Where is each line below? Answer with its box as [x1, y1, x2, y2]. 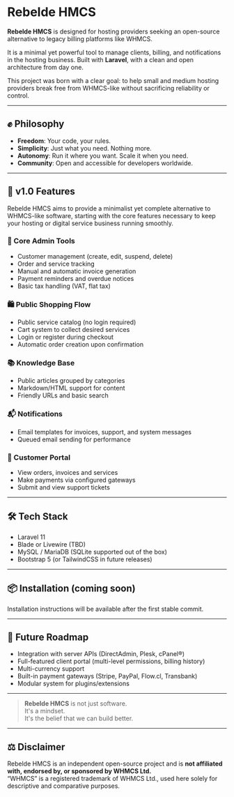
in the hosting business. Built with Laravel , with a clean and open [7, 55, 194, 63]
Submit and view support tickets [17, 483, 110, 492]
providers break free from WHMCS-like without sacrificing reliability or [7, 84, 210, 92]
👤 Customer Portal [7, 453, 71, 462]
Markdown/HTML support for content [17, 384, 125, 393]
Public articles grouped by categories [17, 377, 125, 385]
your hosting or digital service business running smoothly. [7, 219, 174, 227]
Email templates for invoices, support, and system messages [17, 427, 192, 436]
